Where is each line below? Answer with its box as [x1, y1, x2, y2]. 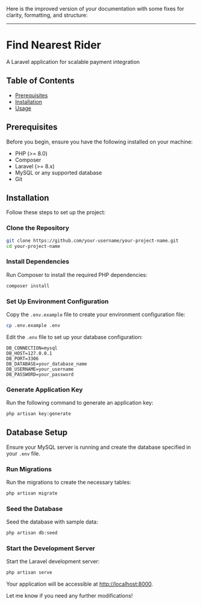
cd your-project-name [6, 243, 61, 249]
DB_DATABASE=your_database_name [6, 361, 87, 367]
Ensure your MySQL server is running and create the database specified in [6, 443, 191, 451]
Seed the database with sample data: [6, 518, 98, 525]
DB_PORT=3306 [6, 355, 39, 361]
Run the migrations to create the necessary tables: [6, 479, 131, 486]
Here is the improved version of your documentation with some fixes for [6, 5, 185, 12]
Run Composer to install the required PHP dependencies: [6, 271, 148, 278]
